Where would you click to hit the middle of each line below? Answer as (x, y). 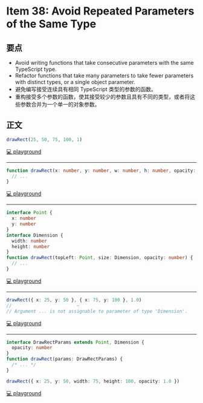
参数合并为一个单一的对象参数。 (60, 104)
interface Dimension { (35, 235)
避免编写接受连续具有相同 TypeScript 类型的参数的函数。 (86, 89)
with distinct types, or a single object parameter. (75, 82)
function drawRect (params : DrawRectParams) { (64, 359)
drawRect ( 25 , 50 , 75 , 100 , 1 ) (44, 139)
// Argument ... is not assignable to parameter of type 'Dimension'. (97, 311)
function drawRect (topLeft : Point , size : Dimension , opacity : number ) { (100, 258)
